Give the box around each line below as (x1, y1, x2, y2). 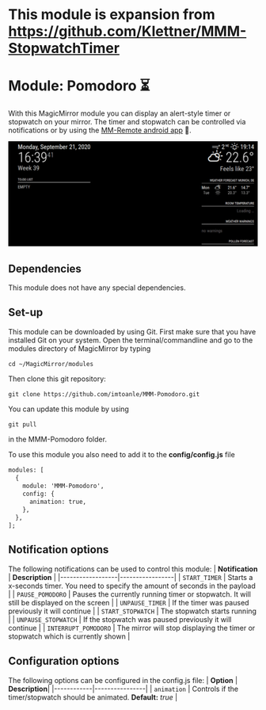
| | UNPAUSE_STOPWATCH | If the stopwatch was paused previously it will (8, 614, 232, 624)
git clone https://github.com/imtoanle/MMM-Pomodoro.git (8, 390, 200, 398)
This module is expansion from (8, 6, 215, 24)
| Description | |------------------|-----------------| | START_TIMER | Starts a (8, 572, 253, 582)
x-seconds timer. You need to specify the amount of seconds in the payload (8, 581, 256, 590)
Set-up (8, 306, 44, 319)
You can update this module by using (8, 404, 129, 414)
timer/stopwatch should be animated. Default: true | (8, 692, 178, 702)
